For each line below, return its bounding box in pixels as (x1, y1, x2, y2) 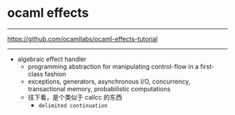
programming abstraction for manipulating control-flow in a (27, 62, 199, 71)
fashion (44, 69, 66, 78)
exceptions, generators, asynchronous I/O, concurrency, (27, 77, 191, 86)
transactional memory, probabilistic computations (27, 84, 171, 93)
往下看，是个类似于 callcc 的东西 (27, 93, 122, 101)
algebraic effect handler (17, 55, 87, 63)
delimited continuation (38, 102, 108, 109)
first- (200, 62, 215, 71)
